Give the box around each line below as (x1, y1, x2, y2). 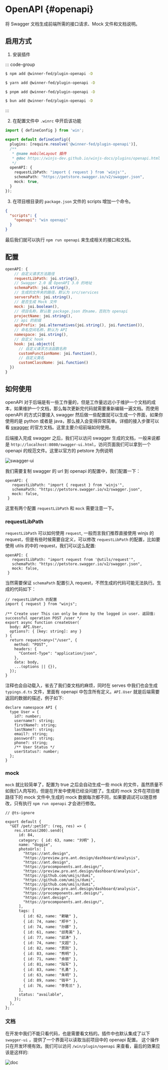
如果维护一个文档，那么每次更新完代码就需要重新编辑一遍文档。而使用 (14, 405, 159, 411)
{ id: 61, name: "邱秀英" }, (23, 930, 82, 935)
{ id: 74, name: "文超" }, (23, 941, 78, 946)
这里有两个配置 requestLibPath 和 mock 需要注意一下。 (5, 505, 117, 511)
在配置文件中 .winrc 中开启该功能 (12, 118, 82, 124)
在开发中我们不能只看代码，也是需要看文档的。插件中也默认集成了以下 (5, 1030, 150, 1036)
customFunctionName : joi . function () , (18, 351, 98, 356)
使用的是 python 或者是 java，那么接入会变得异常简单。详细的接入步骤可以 (5, 418, 159, 424)
